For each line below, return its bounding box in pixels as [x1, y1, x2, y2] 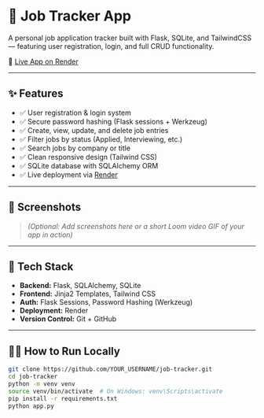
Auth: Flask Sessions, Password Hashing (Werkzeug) [19, 298, 193, 307]
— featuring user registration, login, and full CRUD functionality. [8, 41, 214, 50]
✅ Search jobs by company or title [19, 143, 131, 153]
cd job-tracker [8, 373, 58, 381]
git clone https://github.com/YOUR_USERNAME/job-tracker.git [8, 365, 213, 373]
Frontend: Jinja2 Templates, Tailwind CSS [19, 289, 156, 298]
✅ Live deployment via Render [19, 169, 118, 179]
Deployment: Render [19, 306, 89, 316]
